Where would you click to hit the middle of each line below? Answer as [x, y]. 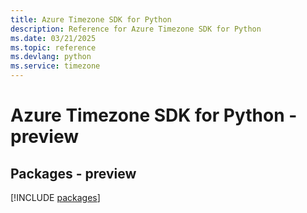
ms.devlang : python [51, 57]
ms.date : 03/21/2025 [53, 38]
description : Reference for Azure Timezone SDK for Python [136, 29]
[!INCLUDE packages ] [55, 197]
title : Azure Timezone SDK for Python [91, 19]
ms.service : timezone [55, 66]
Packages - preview [73, 173]
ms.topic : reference [53, 47]
